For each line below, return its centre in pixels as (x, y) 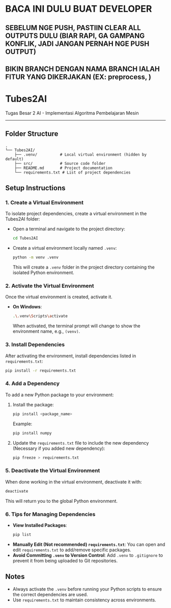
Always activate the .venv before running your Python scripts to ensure (87, 589)
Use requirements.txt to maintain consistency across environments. (84, 600)
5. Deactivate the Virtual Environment (53, 471)
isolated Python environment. (44, 273)
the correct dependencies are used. (50, 594)
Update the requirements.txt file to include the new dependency (81, 443)
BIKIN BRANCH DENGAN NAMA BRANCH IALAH (83, 69)
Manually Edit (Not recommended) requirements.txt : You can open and (89, 544)
